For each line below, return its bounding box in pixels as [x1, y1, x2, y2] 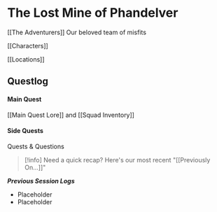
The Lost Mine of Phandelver [7, 5, 178, 21]
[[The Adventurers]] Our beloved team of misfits [7, 28, 147, 36]
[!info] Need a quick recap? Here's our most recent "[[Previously [24, 155, 211, 164]
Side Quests [7, 127, 44, 135]
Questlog [7, 76, 49, 87]
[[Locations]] [7, 55, 45, 64]
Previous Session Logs [7, 176, 75, 185]
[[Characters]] [7, 41, 49, 50]
